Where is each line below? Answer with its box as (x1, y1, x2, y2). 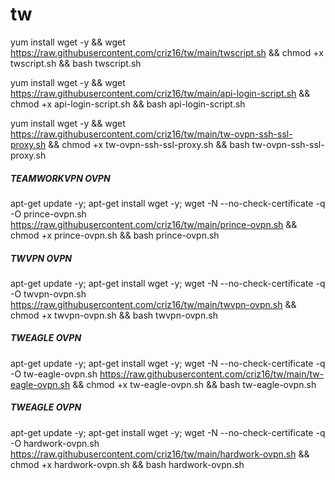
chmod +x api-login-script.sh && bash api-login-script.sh (10, 98, 246, 110)
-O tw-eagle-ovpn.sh (10, 368, 98, 380)
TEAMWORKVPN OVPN (10, 172, 111, 184)
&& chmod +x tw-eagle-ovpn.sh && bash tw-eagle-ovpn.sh (72, 378, 317, 390)
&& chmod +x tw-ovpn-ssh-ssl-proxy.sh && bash (48, 138, 250, 150)
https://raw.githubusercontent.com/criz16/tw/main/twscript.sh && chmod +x (10, 46, 324, 58)
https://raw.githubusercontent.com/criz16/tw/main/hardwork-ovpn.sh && (10, 448, 310, 460)
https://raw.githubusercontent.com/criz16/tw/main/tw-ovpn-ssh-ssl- (10, 128, 293, 140)
